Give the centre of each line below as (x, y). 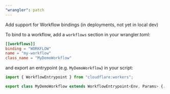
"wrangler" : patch (25, 10)
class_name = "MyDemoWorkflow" (39, 58)
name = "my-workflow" (28, 53)
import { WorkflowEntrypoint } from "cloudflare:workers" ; (69, 77)
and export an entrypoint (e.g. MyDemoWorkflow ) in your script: (69, 68)
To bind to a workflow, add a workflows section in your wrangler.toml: (78, 34)
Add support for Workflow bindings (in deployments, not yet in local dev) (82, 25)
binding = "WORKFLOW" (28, 49)
